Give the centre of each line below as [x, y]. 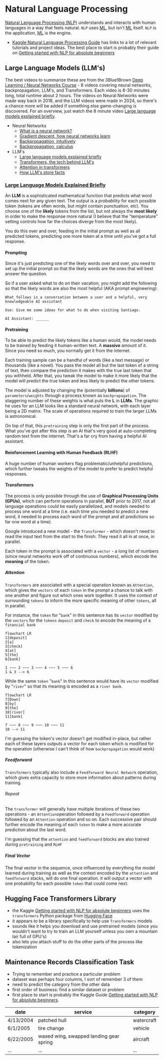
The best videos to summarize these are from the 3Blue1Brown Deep [74, 80]
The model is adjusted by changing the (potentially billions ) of [68, 390]
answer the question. [26, 274]
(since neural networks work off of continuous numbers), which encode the [81, 556]
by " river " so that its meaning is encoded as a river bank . [64, 686]
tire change [51, 1028]
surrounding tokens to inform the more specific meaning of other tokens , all [81, 600]
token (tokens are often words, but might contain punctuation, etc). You [77, 206]
